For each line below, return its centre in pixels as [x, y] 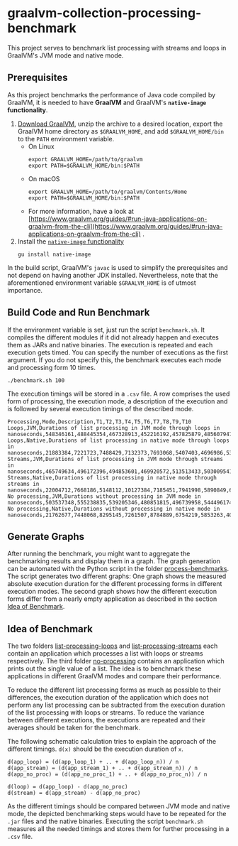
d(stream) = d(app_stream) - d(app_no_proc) [74, 793]
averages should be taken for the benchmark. [74, 728]
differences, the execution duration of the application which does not [108, 698]
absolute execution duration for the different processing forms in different [115, 584]
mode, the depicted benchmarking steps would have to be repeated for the [117, 814]
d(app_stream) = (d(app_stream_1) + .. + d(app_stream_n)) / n [103, 769]
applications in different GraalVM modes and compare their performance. [114, 676]
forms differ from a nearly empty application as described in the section [112, 599]
